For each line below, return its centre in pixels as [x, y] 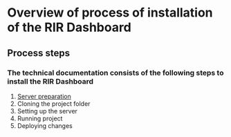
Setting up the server [47, 111]
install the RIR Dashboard [50, 81]
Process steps [39, 53]
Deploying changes [45, 125]
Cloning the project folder [54, 103]
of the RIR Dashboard [69, 27]
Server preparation [44, 96]
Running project [40, 118]
